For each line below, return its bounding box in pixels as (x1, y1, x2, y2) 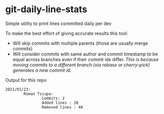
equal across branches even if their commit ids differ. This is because (12, 56, 159, 62)
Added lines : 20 (41, 100, 79, 105)
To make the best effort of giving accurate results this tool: (5, 30, 128, 36)
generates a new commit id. (12, 67, 72, 73)
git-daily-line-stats (5, 4, 88, 15)
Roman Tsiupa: (23, 91, 53, 96)
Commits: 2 (41, 96, 65, 101)
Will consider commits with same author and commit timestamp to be (12, 51, 158, 57)
